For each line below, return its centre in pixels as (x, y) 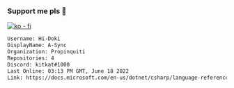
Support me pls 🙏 (37, 11)
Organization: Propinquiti (46, 52)
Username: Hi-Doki (34, 39)
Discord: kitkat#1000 (39, 64)
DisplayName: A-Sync (37, 45)
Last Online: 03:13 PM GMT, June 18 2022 (68, 71)
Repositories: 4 (31, 58)
